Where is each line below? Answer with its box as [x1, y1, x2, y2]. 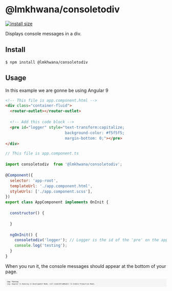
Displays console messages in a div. [5, 30, 82, 36]
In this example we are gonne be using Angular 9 [5, 87, 109, 93]
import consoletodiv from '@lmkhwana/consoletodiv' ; [5, 162, 123, 167]
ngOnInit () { [10, 232, 38, 237]
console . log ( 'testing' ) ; [14, 243, 68, 248]
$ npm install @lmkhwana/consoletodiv [5, 60, 88, 65]
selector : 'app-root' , [10, 178, 58, 183]
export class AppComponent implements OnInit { [5, 200, 109, 205]
